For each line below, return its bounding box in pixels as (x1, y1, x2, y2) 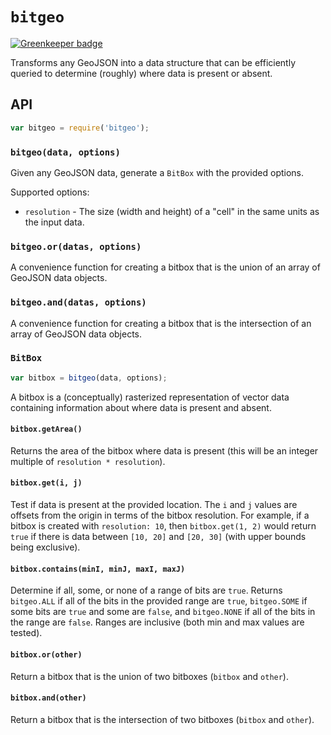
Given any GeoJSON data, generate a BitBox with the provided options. (10, 166, 305, 178)
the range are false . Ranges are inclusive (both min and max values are (10, 616, 305, 628)
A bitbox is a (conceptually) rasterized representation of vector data (10, 391, 290, 403)
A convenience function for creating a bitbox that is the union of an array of (10, 261, 321, 273)
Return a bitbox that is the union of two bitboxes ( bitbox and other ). (10, 670, 289, 682)
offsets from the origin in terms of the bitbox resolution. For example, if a (10, 509, 310, 522)
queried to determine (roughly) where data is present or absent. (10, 67, 273, 79)
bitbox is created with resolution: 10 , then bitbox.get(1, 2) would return (10, 520, 317, 532)
